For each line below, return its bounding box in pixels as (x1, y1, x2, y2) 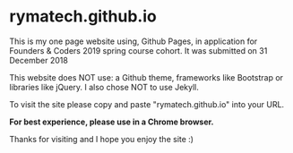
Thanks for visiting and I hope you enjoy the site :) (9, 133, 194, 144)
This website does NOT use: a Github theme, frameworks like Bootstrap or (9, 72, 284, 82)
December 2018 (9, 55, 69, 65)
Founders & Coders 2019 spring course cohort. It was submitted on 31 (9, 45, 268, 55)
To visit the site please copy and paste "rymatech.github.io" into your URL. (9, 98, 285, 109)
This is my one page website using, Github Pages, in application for (9, 36, 258, 47)
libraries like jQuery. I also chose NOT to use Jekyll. (9, 81, 200, 92)
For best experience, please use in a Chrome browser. (9, 116, 214, 127)
